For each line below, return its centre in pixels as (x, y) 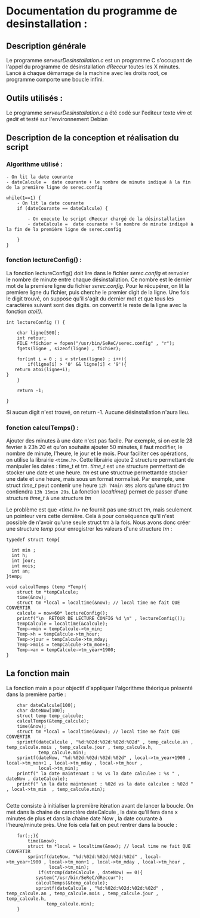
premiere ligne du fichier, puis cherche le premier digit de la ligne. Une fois (98, 292)
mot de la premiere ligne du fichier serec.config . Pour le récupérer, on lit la (98, 285)
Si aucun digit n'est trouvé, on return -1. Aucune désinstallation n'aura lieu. (98, 412)
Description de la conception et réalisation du (93, 138)
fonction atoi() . (24, 311)
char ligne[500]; (39, 333)
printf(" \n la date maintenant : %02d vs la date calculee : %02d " (105, 784)
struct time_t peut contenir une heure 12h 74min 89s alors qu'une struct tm (98, 485)
